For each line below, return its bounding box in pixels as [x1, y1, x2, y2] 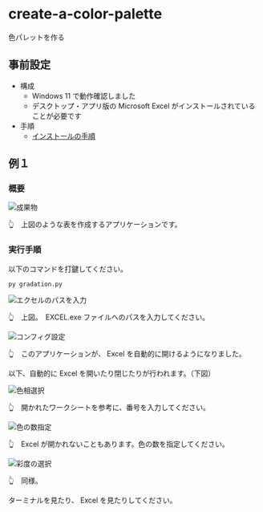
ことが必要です [31, 111, 82, 120]
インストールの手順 [31, 131, 96, 140]
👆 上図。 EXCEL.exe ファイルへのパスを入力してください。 [8, 312, 210, 322]
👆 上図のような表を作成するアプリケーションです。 [8, 220, 182, 230]
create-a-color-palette [8, 5, 163, 23]
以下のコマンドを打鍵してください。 [8, 264, 128, 274]
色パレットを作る [8, 32, 65, 42]
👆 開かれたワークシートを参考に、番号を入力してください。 [8, 402, 210, 412]
